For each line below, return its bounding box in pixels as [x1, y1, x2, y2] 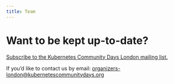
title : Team [6, 8, 36, 15]
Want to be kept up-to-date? [6, 33, 149, 47]
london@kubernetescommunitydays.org [6, 71, 105, 78]
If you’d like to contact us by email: [6, 65, 91, 72]
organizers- [92, 65, 121, 72]
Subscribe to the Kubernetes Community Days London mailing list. [6, 53, 168, 61]
